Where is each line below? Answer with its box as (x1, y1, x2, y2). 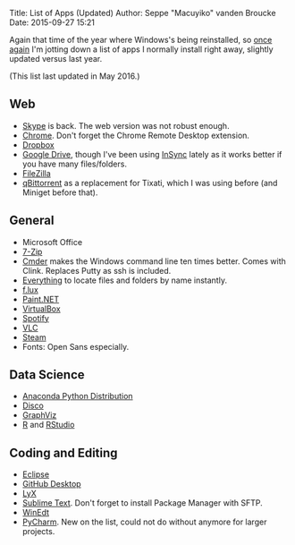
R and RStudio (21, 420, 75, 430)
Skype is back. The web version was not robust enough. (21, 120, 230, 131)
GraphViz (21, 410, 57, 421)
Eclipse (21, 469, 50, 480)
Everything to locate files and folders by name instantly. (21, 275, 228, 285)
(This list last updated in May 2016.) (9, 71, 140, 81)
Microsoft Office (21, 236, 83, 247)
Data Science (9, 367, 85, 383)
